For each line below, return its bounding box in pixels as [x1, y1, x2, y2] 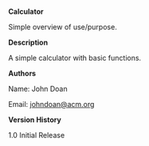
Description [8, 37, 49, 47]
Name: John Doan [8, 84, 68, 93]
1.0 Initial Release [8, 131, 65, 140]
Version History [8, 115, 61, 124]
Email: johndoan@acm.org [8, 100, 95, 109]
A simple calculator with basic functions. [8, 53, 142, 62]
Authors [8, 69, 37, 78]
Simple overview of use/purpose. [8, 22, 117, 31]
